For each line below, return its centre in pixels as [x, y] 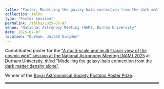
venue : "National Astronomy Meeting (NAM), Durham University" [71, 28]
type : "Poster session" [29, 18]
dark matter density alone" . [32, 66]
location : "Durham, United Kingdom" [42, 37]
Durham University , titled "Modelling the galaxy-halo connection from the [79, 61]
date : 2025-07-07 [23, 32]
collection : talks [24, 14]
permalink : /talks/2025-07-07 [36, 23]
